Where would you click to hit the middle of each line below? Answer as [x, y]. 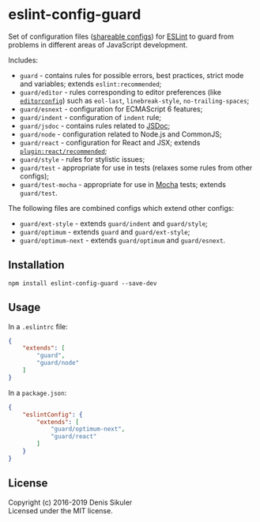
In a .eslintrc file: [38, 326]
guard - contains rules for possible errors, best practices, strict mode [132, 75]
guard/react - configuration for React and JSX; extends [110, 142]
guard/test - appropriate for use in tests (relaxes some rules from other [136, 167]
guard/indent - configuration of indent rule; [90, 117]
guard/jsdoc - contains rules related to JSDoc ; [95, 126]
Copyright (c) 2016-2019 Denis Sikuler [70, 502]
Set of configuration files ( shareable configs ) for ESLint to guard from [121, 36]
